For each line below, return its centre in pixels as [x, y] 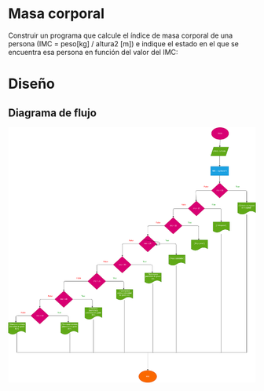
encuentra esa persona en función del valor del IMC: [93, 52]
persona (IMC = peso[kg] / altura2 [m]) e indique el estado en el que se [124, 43]
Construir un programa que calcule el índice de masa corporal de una [121, 35]
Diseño [31, 84]
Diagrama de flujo [52, 113]
